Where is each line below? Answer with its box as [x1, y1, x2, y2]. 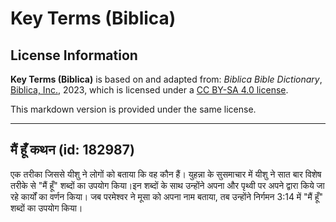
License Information [10, 47, 138, 64]
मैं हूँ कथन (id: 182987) [10, 142, 135, 159]
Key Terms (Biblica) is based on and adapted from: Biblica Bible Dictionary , [10, 73, 323, 85]
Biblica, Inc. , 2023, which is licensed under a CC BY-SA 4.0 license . [10, 84, 289, 96]
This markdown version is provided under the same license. [10, 103, 257, 115]
